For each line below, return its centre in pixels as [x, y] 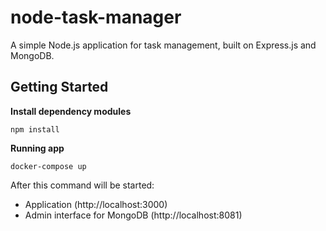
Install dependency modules [71, 111]
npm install [35, 129]
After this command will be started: [82, 185]
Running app [37, 148]
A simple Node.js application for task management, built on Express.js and [163, 45]
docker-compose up [48, 166]
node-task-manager [96, 17]
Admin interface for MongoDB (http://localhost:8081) [133, 215]
